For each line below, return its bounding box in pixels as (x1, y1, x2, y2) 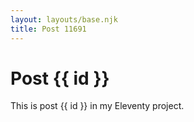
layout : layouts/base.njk (10, 14, 118, 25)
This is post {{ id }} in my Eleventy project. (10, 100, 185, 112)
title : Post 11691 (10, 24, 87, 34)
